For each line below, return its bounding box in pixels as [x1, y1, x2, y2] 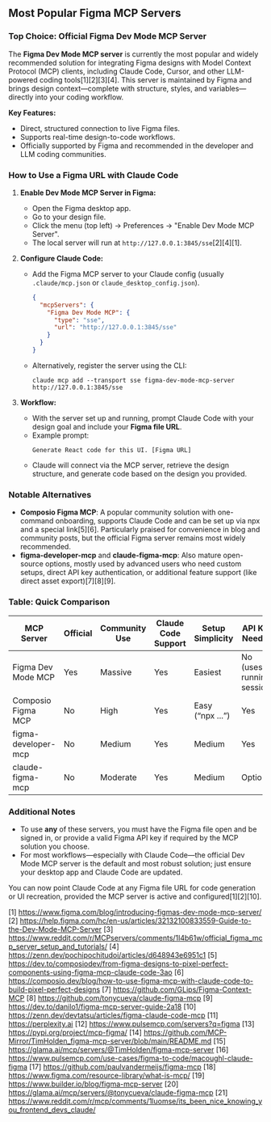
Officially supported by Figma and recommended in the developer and [19, 141, 254, 150]
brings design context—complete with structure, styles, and [8, 83, 207, 93]
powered [8, 74, 38, 84]
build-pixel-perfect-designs [8, 984, 101, 994]
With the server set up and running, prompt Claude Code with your [31, 413, 254, 423]
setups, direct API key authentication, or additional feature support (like [19, 568, 257, 578]
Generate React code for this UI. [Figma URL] [31, 446, 192, 454]
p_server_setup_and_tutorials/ [8, 942, 108, 951]
